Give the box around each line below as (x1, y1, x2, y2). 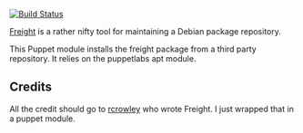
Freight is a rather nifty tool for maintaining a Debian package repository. (9, 26, 282, 36)
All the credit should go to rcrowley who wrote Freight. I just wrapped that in (9, 103, 294, 114)
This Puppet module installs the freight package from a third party (9, 43, 257, 54)
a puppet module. (9, 113, 76, 124)
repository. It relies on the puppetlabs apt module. (9, 53, 197, 63)
